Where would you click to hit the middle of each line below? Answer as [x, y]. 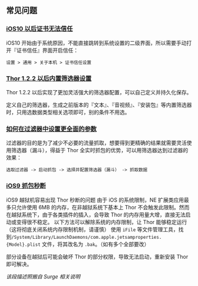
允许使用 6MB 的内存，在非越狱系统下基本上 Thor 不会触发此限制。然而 [103, 207]
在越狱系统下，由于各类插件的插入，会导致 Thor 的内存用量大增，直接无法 [96, 215]
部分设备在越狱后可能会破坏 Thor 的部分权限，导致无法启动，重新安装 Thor [97, 257]
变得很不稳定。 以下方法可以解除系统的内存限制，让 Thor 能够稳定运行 [102, 222]
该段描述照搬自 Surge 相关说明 [43, 277]
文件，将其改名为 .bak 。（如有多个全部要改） [96, 244]
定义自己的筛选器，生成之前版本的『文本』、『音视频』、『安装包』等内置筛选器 [99, 104]
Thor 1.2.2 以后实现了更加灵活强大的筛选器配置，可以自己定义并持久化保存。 [99, 92]
